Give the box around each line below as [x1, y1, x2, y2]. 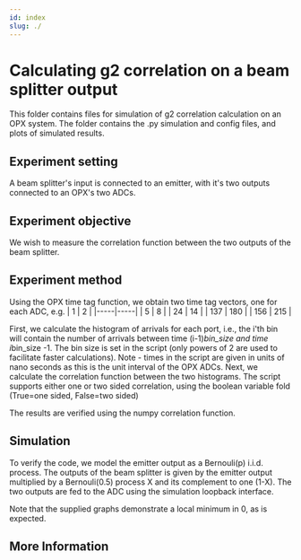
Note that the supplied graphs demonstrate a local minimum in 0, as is [9, 503, 268, 514]
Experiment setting [9, 153, 118, 169]
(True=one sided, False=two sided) [9, 389, 139, 400]
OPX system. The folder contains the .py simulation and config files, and [9, 118, 276, 129]
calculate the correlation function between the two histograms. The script [9, 371, 281, 381]
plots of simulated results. [9, 127, 105, 139]
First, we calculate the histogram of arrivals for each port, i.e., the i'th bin [9, 323, 279, 334]
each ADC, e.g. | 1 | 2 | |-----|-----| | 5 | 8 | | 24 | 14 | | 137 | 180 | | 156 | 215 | [9, 306, 292, 317]
